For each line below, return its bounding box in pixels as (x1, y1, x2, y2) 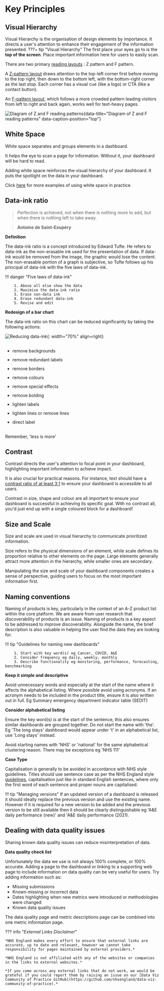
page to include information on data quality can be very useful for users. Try (5, 869, 160, 874)
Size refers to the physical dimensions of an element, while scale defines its (5, 548, 159, 554)
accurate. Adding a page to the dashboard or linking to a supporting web (5, 864, 152, 870)
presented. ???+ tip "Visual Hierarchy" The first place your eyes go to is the (5, 47, 158, 52)
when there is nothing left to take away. (17, 215, 97, 221)
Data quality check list (5, 849, 52, 855)
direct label (12, 419, 35, 425)
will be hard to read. (5, 158, 46, 164)
